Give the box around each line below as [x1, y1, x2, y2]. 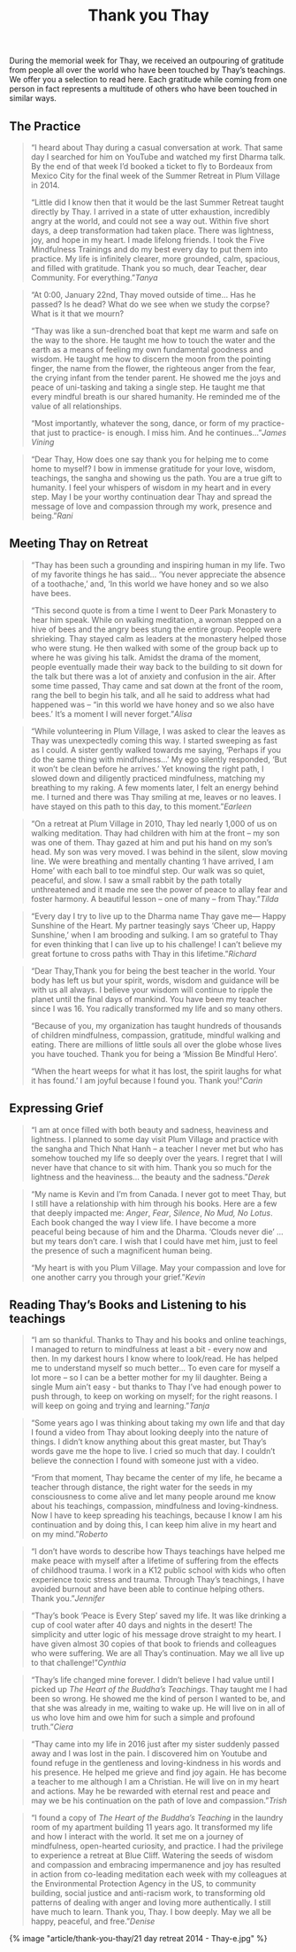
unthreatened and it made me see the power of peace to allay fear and [30, 883, 288, 895]
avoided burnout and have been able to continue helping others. [30, 1583, 265, 1595]
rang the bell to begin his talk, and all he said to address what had [30, 689, 270, 700]
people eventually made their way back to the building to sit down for [30, 661, 283, 672]
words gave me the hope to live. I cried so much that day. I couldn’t [30, 1446, 276, 1457]
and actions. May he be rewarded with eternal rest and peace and [30, 1786, 271, 1797]
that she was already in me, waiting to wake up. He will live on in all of [30, 1703, 285, 1714]
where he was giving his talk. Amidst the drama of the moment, [30, 652, 262, 663]
